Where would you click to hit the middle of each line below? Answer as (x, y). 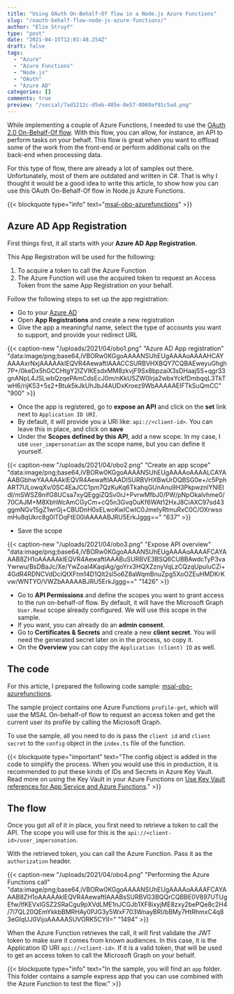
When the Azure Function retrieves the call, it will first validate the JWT (109, 933)
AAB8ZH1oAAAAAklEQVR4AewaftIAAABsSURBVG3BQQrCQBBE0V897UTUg (117, 897)
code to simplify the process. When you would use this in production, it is (113, 764)
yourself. (30, 451)
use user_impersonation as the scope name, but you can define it (111, 444)
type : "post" (26, 33)
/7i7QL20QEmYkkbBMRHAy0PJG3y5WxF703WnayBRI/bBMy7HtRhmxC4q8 (116, 912)
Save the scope (40, 531)
